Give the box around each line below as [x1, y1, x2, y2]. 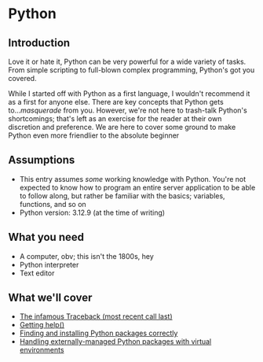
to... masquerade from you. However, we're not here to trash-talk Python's [8, 105, 247, 115]
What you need [8, 231, 85, 244]
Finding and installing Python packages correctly [19, 328, 178, 338]
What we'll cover [8, 291, 93, 305]
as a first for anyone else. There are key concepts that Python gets [8, 98, 224, 106]
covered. [8, 74, 37, 83]
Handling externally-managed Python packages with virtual [19, 337, 212, 346]
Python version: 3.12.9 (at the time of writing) [19, 208, 166, 217]
